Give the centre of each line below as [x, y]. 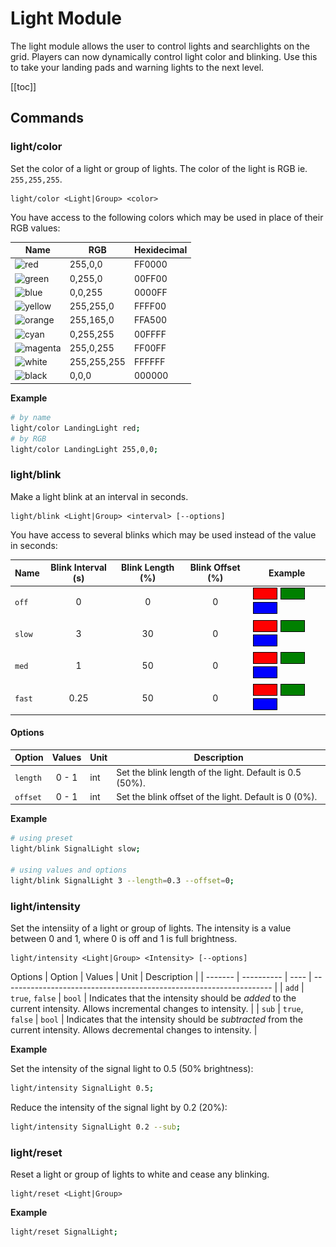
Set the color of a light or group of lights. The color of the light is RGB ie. [159, 168]
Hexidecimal [160, 250]
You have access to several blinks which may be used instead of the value [163, 534]
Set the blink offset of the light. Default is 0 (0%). [217, 796]
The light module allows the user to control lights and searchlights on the [160, 46]
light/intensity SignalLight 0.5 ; [82, 1088]
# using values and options [69, 870]
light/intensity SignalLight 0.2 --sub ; [96, 1127]
